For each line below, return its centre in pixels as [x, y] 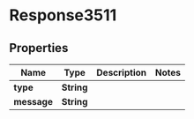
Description [122, 73]
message [33, 102]
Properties [39, 48]
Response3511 [63, 15]
